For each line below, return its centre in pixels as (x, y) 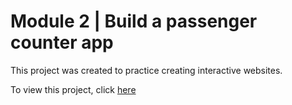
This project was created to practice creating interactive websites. (146, 70)
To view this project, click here (73, 89)
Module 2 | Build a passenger (134, 21)
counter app (62, 42)
